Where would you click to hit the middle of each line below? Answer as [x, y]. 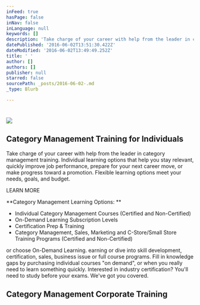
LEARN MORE [23, 190]
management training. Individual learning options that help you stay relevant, [100, 160]
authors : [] [21, 67]
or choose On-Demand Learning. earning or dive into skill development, [94, 250]
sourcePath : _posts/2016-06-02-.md [50, 84]
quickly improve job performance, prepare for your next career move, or [95, 166]
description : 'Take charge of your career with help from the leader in [98, 39]
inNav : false [22, 23]
